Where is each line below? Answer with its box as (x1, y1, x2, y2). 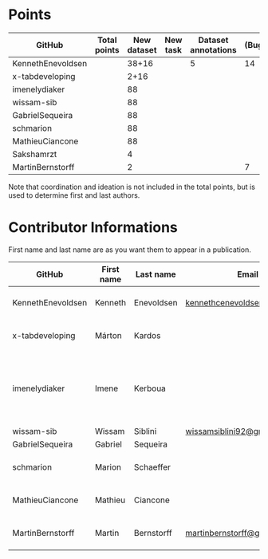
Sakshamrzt (12, 148, 57, 159)
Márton (94, 329, 122, 341)
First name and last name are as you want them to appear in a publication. (8, 245, 251, 254)
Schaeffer (134, 461, 171, 472)
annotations (190, 44, 237, 55)
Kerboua (134, 383, 166, 394)
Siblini (134, 425, 157, 436)
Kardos (134, 329, 161, 341)
